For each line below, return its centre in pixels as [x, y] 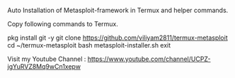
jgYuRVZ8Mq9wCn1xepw [44, 66]
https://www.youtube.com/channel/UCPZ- [149, 59]
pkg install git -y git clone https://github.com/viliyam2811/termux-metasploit [117, 38]
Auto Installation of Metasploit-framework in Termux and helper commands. [118, 10]
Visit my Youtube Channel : [47, 59]
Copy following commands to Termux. [63, 24]
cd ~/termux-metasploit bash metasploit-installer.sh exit [89, 45]
